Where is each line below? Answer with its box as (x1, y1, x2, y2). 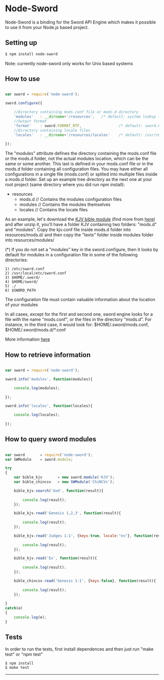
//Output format (14, 119, 47, 124)
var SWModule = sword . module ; (5, 457, 73, 462)
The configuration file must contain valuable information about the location (5, 297, 155, 302)
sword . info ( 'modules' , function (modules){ (5, 377, 93, 381)
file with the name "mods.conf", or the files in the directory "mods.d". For (5, 317, 152, 323)
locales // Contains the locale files (19, 207, 88, 213)
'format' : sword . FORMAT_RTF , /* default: (14, 123, 143, 128)
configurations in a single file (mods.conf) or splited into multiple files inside (5, 171, 158, 177)
